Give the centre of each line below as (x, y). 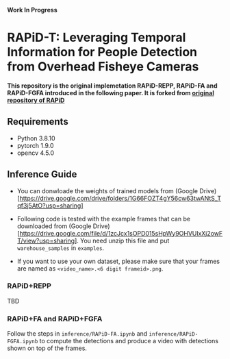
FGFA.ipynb (23, 342)
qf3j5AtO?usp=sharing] (50, 206)
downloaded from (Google (54, 226)
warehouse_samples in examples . (61, 248)
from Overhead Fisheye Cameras (103, 67)
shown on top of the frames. (47, 348)
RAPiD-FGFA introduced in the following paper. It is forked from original (111, 92)
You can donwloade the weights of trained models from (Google (107, 190)
